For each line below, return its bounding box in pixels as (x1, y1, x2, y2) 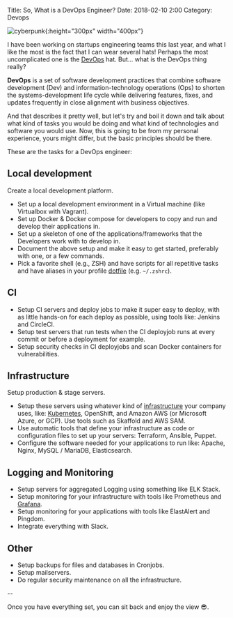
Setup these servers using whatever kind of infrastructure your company (17, 402, 226, 410)
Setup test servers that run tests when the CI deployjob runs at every (17, 327, 216, 336)
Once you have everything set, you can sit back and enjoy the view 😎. (7, 603, 209, 611)
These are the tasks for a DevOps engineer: (7, 148, 132, 156)
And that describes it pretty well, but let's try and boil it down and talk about (7, 112, 225, 120)
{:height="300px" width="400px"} (45, 27, 144, 35)
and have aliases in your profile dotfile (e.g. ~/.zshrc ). (17, 266, 172, 275)
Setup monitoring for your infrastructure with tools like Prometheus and (17, 492, 222, 501)
